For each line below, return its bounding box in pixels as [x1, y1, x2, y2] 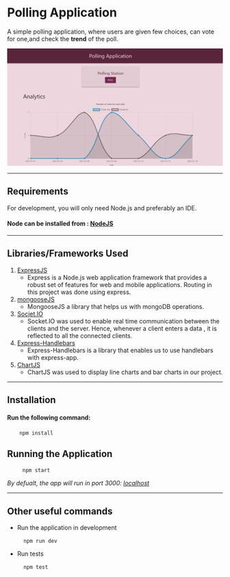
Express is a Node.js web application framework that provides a [27, 273, 207, 282]
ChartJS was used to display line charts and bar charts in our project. [27, 368, 223, 376]
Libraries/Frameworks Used [7, 248, 129, 260]
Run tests [16, 550, 44, 558]
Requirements [7, 186, 68, 197]
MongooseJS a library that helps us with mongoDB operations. [27, 302, 204, 310]
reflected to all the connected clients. [27, 331, 133, 340]
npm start [22, 467, 51, 474]
